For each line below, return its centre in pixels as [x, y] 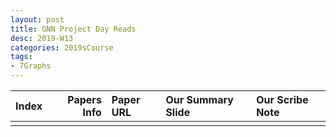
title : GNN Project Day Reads [73, 29]
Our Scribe [282, 99]
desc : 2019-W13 [42, 38]
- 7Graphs [31, 66]
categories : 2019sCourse [62, 47]
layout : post [37, 19]
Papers [84, 99]
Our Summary [199, 99]
